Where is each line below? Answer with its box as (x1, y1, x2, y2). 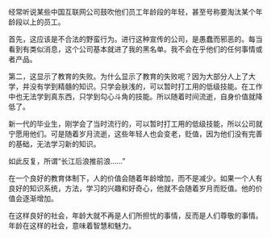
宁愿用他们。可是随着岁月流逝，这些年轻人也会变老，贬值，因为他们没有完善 (8, 129, 263, 139)
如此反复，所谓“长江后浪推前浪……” (8, 157, 126, 165)
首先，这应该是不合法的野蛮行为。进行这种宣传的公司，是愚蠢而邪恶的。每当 (8, 35, 263, 44)
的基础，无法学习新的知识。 (8, 140, 101, 148)
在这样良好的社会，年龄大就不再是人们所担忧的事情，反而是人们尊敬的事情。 (8, 211, 263, 220)
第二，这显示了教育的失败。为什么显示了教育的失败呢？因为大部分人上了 (8, 72, 248, 81)
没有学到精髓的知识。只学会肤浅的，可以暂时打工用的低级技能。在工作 (29, 81, 263, 91)
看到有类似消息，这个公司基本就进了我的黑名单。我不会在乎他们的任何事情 (8, 44, 256, 54)
